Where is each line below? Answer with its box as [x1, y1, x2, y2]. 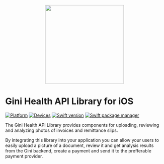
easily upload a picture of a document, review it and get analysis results [5, 142, 154, 148]
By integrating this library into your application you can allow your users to [5, 137, 159, 143]
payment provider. [5, 153, 43, 159]
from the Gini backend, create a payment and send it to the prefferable [5, 147, 152, 153]
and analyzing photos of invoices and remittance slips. [5, 127, 118, 133]
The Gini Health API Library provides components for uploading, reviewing [5, 122, 159, 128]
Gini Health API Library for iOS [5, 96, 134, 107]
